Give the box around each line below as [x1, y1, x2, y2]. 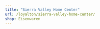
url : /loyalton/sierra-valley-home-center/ [5, 12, 96, 17]
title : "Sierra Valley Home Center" [5, 7, 80, 12]
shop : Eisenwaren [5, 16, 41, 21]
